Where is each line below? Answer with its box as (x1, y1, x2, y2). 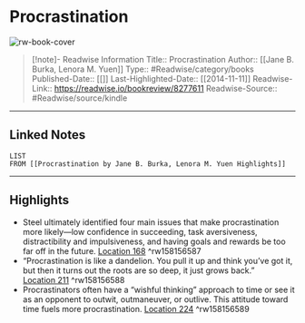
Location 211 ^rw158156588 (22, 274, 125, 285)
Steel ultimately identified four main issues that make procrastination (22, 216, 280, 228)
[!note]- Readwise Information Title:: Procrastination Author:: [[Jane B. (31, 54, 295, 64)
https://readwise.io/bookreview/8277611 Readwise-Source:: (54, 83, 278, 93)
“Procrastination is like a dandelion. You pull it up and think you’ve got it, (22, 255, 293, 266)
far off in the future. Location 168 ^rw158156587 (22, 245, 202, 256)
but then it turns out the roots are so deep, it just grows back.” (22, 265, 255, 276)
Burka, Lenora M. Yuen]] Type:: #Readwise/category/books (31, 64, 254, 74)
